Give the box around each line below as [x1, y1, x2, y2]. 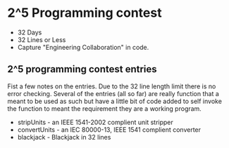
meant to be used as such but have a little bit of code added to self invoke [7, 97, 222, 105]
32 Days [17, 28, 42, 36]
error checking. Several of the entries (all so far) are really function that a [7, 89, 220, 97]
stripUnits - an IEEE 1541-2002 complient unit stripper [17, 118, 174, 126]
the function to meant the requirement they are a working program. [7, 104, 202, 113]
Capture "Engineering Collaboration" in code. [17, 43, 149, 51]
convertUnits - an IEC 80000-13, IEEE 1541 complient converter [17, 125, 202, 134]
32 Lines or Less [17, 35, 66, 43]
